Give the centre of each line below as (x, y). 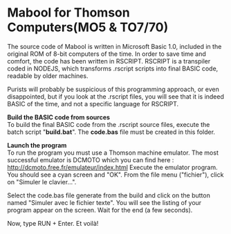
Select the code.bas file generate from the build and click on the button (109, 195)
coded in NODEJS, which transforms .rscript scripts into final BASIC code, (113, 68)
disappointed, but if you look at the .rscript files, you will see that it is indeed (116, 96)
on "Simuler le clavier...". (42, 182)
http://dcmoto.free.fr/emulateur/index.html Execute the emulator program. (112, 167)
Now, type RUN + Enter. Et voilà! (53, 223)
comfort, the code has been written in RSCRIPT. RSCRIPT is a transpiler (109, 61)
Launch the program (37, 145)
